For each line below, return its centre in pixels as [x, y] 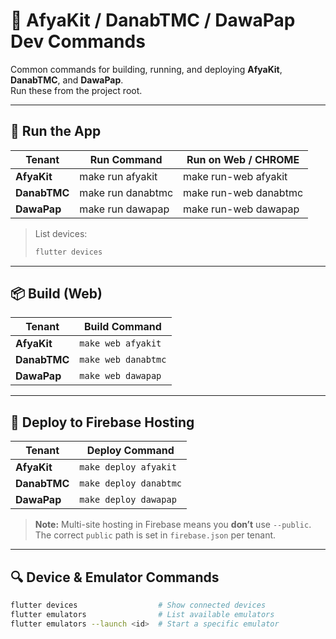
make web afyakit [120, 343]
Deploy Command [130, 451]
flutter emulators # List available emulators [142, 614]
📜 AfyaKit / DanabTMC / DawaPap [153, 20]
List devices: [61, 233]
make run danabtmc [126, 192]
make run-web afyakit [235, 176]
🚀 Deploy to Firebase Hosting [102, 422]
